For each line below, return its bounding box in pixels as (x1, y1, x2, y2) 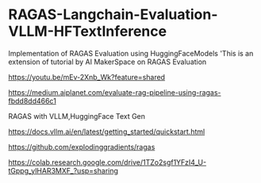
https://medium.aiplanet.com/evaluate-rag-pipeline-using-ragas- (8, 87, 221, 97)
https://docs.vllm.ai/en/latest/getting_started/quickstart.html (8, 127, 205, 136)
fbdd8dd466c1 (8, 96, 57, 105)
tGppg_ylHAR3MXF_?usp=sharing (8, 166, 119, 175)
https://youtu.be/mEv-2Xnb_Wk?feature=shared (8, 72, 165, 82)
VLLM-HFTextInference (8, 22, 167, 40)
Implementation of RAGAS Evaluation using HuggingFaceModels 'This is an (8, 48, 254, 58)
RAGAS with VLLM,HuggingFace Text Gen (8, 111, 145, 120)
